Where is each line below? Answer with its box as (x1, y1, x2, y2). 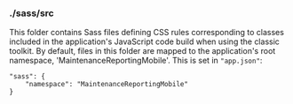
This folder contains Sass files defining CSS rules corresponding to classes (9, 27, 284, 38)
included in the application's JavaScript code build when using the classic (9, 36, 280, 47)
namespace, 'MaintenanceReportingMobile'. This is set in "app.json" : (9, 56, 263, 66)
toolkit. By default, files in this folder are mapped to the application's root (9, 46, 276, 56)
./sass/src (9, 7, 55, 19)
